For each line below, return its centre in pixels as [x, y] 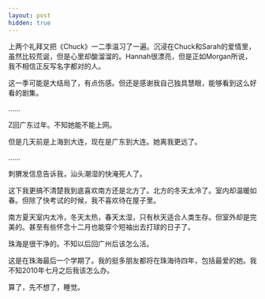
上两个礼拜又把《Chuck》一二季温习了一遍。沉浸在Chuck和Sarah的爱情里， [132, 46]
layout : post [30, 15]
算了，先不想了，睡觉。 [46, 287]
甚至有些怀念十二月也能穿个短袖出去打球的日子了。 [112, 226]
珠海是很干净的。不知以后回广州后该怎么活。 [81, 243]
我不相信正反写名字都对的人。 [56, 66]
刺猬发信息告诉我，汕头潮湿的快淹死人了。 [77, 174]
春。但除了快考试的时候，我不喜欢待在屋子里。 [84, 200]
